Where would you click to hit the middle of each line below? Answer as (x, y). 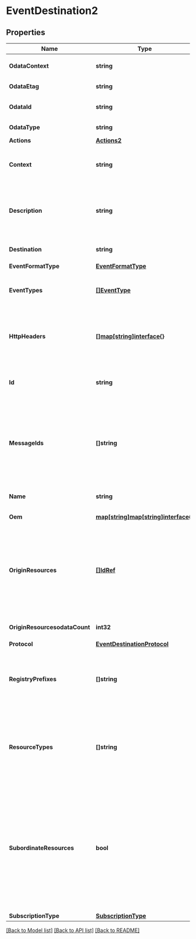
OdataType (24, 127)
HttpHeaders (27, 336)
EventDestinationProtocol (132, 644)
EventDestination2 (52, 11)
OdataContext (29, 66)
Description (26, 210)
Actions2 (109, 140)
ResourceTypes (31, 747)
